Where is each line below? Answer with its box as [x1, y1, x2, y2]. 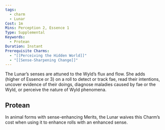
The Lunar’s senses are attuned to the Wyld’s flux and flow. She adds [5, 71, 145, 77]
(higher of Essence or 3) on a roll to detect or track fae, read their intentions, [5, 76, 160, 82]
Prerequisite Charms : [5, 48, 50, 53]
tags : [5, 7, 16, 12]
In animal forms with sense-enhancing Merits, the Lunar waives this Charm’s [5, 114, 160, 120]
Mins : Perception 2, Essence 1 [5, 26, 69, 31]
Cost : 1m [5, 21, 23, 26]
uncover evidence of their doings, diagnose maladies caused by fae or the [5, 82, 156, 88]
